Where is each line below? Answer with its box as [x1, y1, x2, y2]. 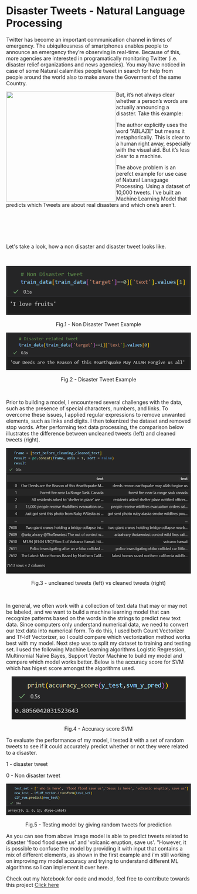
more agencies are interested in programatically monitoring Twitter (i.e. [6, 55, 178, 62]
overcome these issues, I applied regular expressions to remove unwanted [6, 411, 186, 418]
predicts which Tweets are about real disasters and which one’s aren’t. [6, 201, 176, 208]
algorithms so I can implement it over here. [6, 863, 110, 870]
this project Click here [6, 881, 59, 888]
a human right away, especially [116, 140, 191, 147]
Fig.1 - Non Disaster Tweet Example [55, 320, 142, 327]
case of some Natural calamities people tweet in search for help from [6, 67, 174, 74]
